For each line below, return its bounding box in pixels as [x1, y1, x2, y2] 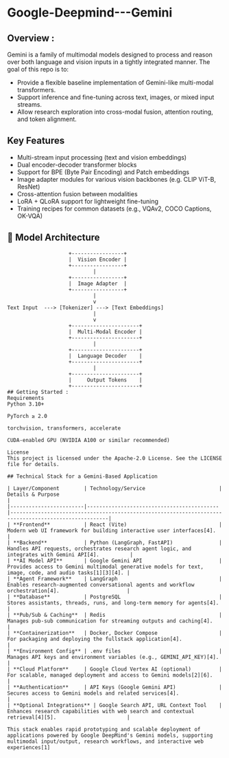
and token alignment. [16, 115, 77, 123]
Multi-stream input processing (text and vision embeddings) [16, 153, 187, 161]
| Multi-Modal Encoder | [68, 328, 143, 335]
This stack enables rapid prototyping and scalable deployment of [7, 726, 201, 733]
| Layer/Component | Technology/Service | [7, 485, 223, 492]
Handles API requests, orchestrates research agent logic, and [7, 545, 192, 552]
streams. [16, 101, 43, 108]
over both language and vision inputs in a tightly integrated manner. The [7, 58, 210, 66]
